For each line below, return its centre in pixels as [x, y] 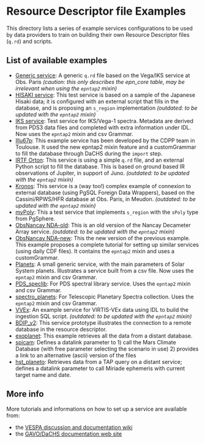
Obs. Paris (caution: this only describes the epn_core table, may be [100, 81]
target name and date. [43, 374]
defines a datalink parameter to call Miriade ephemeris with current [100, 368]
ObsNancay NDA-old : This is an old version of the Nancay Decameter [103, 225]
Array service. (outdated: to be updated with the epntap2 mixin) [95, 232]
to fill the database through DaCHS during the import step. [89, 153]
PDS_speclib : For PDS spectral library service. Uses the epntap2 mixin [103, 284]
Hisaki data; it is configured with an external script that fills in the [97, 101]
